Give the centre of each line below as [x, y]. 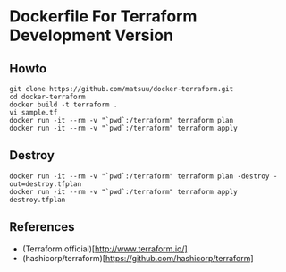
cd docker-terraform [48, 97]
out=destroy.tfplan [46, 184]
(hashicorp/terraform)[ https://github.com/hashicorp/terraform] [138, 258]
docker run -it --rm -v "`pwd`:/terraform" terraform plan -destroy [139, 176]
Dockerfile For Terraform [103, 17]
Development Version [92, 35]
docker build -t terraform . [63, 105]
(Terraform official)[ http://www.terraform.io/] [105, 249]
